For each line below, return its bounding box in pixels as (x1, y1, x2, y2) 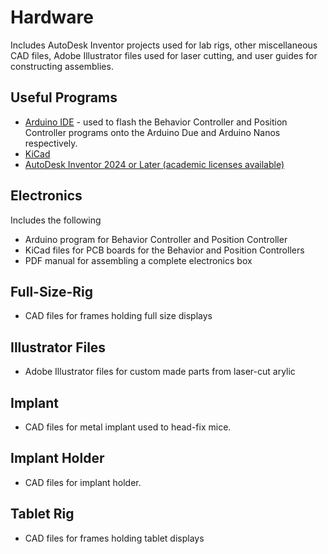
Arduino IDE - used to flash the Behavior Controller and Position (24, 116, 288, 128)
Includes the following (10, 214, 102, 226)
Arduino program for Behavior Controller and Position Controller (24, 233, 288, 245)
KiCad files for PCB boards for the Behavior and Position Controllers (24, 244, 305, 256)
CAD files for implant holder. (24, 476, 142, 488)
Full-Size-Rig (10, 283, 94, 300)
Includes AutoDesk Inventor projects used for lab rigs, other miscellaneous (10, 39, 318, 51)
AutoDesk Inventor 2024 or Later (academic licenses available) (24, 158, 285, 170)
